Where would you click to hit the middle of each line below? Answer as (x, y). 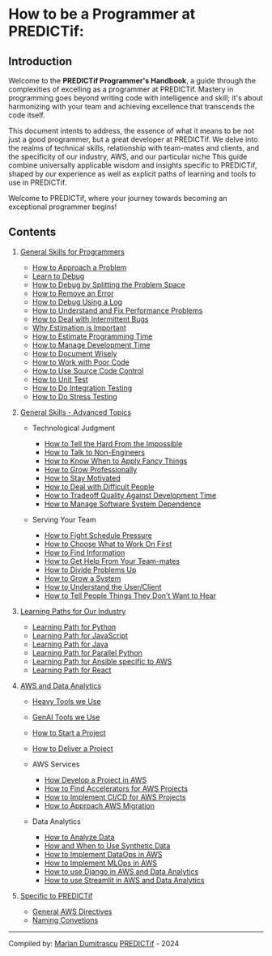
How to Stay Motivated (83, 478)
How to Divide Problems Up (90, 570)
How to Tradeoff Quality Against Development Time (130, 495)
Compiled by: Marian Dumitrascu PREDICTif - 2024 (94, 943)
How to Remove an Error (73, 293)
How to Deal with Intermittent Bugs (90, 319)
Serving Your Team (64, 519)
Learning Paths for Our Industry (73, 611)
